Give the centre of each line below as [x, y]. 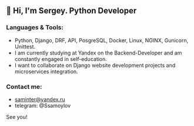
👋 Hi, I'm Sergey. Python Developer [71, 11]
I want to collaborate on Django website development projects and [95, 65]
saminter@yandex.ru [40, 99]
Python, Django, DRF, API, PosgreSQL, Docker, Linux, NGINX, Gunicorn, [101, 40]
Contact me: [24, 87]
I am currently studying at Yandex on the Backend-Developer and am [98, 53]
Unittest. [25, 46]
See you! [17, 117]
